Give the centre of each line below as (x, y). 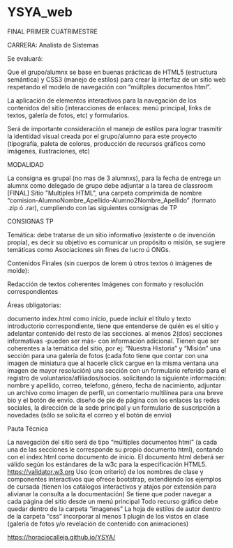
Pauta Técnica (28, 428)
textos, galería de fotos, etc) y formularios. (68, 115)
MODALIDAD (25, 164)
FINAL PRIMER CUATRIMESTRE (52, 31)
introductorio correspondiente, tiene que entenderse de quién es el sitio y (113, 326)
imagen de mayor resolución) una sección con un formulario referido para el (117, 370)
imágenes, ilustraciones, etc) (49, 151)
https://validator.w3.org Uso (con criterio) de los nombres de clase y (105, 471)
